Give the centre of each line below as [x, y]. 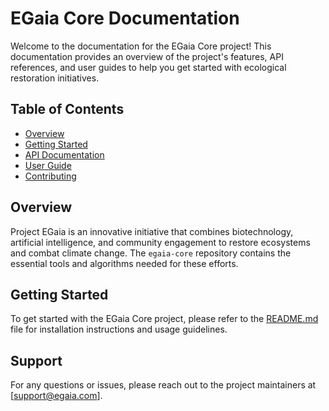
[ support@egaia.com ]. [56, 396]
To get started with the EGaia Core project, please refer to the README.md [164, 319]
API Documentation [64, 154]
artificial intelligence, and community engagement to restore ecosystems [160, 242]
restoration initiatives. [55, 78]
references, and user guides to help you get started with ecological [148, 67]
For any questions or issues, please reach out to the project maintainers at [163, 385]
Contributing [50, 176]
